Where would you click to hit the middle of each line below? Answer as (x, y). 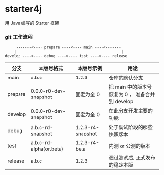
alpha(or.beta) (47, 149)
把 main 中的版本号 (130, 87)
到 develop (121, 102)
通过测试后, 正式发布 (132, 158)
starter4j (23, 9)
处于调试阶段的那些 (131, 127)
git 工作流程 (19, 37)
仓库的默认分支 (126, 78)
